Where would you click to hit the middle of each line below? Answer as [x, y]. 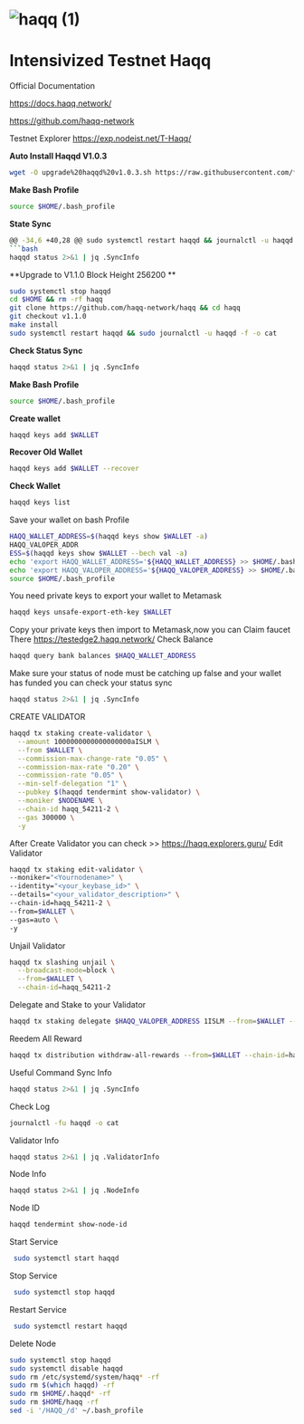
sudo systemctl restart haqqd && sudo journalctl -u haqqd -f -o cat [143, 333]
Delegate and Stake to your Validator [78, 1004]
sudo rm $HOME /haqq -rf [54, 1402]
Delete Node [33, 1343]
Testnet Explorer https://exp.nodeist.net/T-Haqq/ [100, 139]
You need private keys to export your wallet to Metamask [115, 596]
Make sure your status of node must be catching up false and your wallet [146, 674]
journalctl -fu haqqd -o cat [64, 1123]
